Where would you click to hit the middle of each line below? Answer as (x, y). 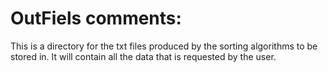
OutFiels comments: (96, 18)
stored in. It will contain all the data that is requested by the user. (143, 56)
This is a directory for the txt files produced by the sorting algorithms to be (164, 46)
